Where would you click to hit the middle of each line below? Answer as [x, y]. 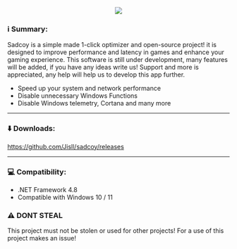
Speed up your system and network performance [89, 89]
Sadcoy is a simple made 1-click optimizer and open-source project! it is [112, 45]
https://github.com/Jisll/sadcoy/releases [66, 146]
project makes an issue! [42, 238]
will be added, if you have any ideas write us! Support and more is [103, 68]
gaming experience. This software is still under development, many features [117, 60]
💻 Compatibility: [37, 172]
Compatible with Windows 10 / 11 [65, 197]
